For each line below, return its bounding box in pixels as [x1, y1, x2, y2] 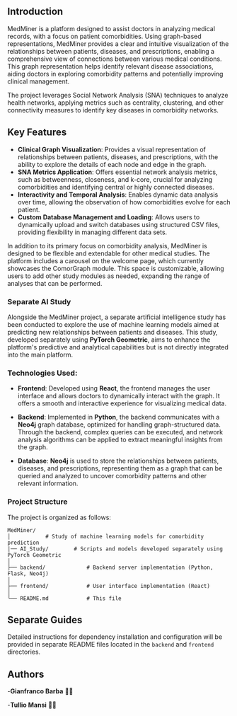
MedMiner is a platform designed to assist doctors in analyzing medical [7, 24, 216, 33]
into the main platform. [7, 350, 74, 359]
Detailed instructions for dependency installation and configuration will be [7, 633, 223, 641]
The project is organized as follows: [7, 513, 112, 521]
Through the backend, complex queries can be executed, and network [17, 428, 224, 437]
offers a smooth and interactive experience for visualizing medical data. [17, 399, 227, 408]
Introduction [7, 6, 64, 18]
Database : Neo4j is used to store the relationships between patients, [17, 456, 219, 466]
